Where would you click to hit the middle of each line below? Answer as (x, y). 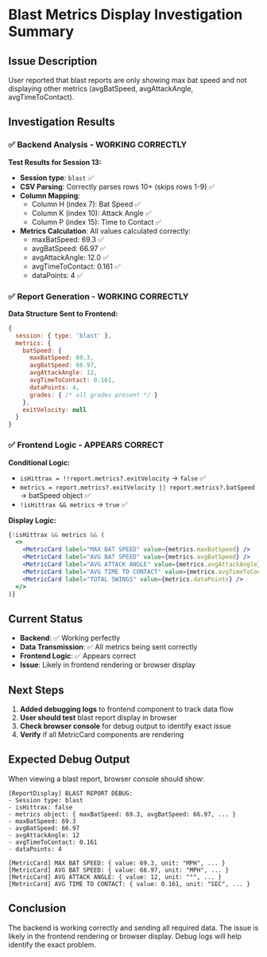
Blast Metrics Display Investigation (126, 15)
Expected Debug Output (69, 760)
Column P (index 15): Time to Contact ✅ (97, 222)
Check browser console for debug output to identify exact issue (126, 726)
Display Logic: (33, 520)
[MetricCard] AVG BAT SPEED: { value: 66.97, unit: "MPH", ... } (118, 870)
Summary (41, 31)
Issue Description (53, 61)
